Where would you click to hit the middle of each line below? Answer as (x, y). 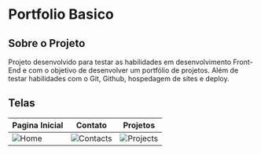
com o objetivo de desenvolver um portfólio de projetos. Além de (134, 70)
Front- (243, 62)
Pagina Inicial (38, 125)
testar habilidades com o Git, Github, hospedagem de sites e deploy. (119, 79)
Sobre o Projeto (47, 43)
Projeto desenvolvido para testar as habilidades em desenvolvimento (120, 62)
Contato (92, 125)
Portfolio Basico (61, 14)
